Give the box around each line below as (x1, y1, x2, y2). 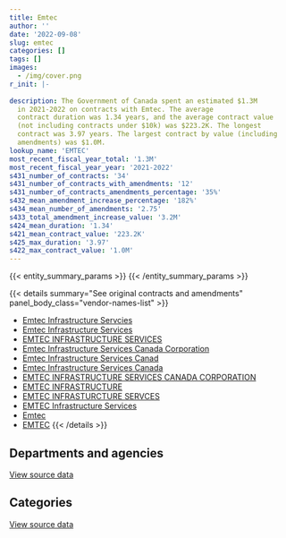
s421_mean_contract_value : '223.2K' (9, 229, 146, 238)
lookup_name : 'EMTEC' (9, 146, 90, 155)
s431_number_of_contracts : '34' (9, 171, 130, 180)
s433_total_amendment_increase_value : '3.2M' (9, 212, 181, 222)
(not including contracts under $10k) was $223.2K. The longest (17, 122, 262, 131)
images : (9, 64, 38, 73)
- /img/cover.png (17, 72, 82, 81)
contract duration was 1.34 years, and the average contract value (17, 113, 274, 122)
